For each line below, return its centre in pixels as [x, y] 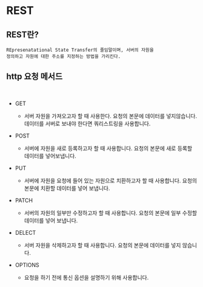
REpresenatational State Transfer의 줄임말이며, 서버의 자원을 [80, 50]
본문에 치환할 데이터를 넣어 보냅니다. [67, 188]
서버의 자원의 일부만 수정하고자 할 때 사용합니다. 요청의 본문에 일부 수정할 [111, 213]
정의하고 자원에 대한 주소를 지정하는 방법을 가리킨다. [64, 57]
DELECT [25, 232]
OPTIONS [27, 265]
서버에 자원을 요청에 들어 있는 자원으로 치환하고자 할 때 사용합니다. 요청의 [111, 181]
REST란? [23, 34]
